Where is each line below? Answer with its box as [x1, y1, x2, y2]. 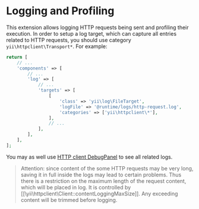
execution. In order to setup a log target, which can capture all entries [6, 30, 177, 37]
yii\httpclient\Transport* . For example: [6, 43, 108, 50]
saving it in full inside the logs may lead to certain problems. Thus [20, 171, 182, 178]
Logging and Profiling [6, 4, 115, 18]
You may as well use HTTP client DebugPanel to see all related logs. [6, 153, 173, 160]
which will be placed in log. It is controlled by [20, 183, 131, 191]
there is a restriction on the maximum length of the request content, [20, 177, 187, 185]
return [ [6, 54, 28, 60]
